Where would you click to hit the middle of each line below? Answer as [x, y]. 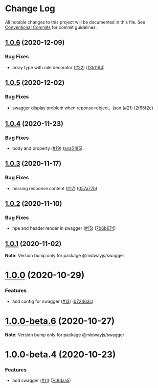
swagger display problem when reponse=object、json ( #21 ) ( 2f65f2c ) [82, 108]
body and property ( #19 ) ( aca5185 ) [47, 148]
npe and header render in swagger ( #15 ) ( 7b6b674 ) [64, 228]
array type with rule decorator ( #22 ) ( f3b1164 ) [58, 67]
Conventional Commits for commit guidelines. [51, 27]
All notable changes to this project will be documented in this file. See [75, 22]
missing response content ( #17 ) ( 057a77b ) [55, 188]
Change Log [30, 9]
